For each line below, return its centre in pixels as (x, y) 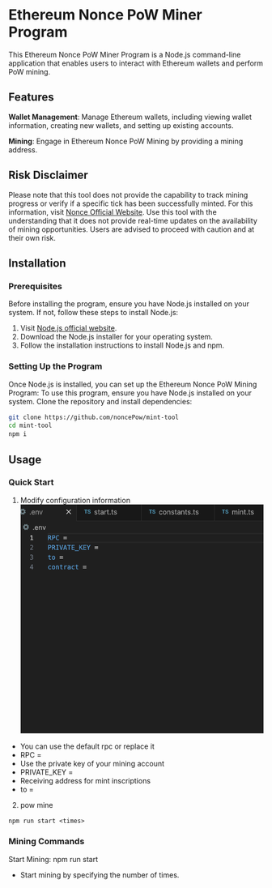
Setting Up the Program (55, 366)
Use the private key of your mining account (92, 764)
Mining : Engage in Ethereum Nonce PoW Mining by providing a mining (126, 141)
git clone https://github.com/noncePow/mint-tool (94, 417)
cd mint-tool (30, 426)
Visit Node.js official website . (68, 328)
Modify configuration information (75, 500)
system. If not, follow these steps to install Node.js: (93, 313)
